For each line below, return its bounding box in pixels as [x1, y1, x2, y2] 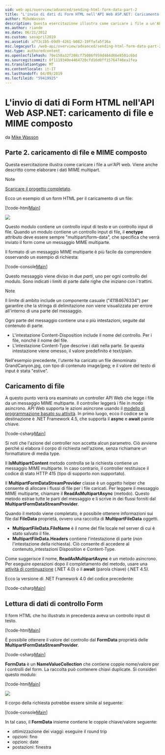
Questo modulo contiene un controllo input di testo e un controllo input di [5, 223, 153, 229]
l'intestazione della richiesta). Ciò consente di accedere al [12, 541, 130, 547]
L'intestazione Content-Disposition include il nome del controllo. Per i [12, 332, 152, 338]
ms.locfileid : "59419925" [5, 76, 58, 81]
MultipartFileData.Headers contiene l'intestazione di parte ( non [12, 536, 142, 542]
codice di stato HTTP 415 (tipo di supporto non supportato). [5, 471, 126, 477]
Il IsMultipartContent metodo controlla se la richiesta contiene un [5, 460, 138, 466]
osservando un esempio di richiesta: [5, 254, 79, 260]
